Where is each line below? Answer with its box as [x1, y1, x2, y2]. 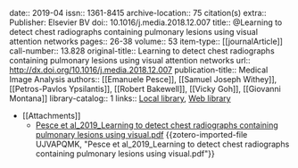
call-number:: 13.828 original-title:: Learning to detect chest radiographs [9, 46, 275, 56]
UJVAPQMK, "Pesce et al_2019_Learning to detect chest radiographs [35, 139, 290, 149]
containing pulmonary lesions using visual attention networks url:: [9, 55, 252, 65]
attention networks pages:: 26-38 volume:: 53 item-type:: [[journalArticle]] [9, 36, 284, 46]
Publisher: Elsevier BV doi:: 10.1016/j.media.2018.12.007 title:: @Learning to [9, 17, 283, 28]
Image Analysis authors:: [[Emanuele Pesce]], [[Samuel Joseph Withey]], [9, 74, 277, 84]
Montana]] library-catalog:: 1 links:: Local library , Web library [9, 93, 231, 104]
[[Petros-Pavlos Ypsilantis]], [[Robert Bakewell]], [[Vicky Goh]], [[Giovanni [9, 84, 281, 94]
